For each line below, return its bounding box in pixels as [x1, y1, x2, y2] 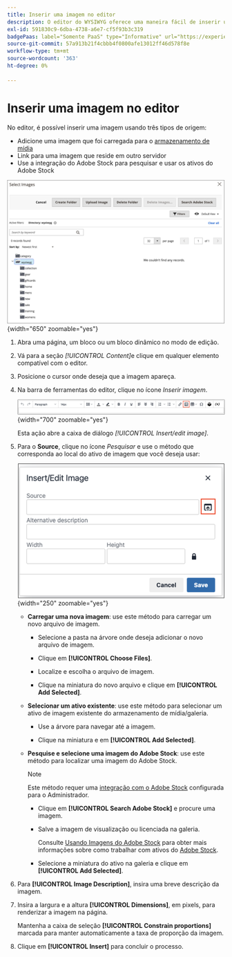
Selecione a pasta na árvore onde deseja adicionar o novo [37, 633, 204, 641]
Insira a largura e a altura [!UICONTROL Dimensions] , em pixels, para [17, 900, 215, 909]
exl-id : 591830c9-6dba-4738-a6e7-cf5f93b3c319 [7, 26, 144, 33]
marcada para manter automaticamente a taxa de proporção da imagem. [17, 929, 224, 937]
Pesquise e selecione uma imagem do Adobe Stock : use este [27, 749, 205, 758]
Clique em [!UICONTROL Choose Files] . [37, 654, 153, 662]
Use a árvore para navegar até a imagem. [37, 722, 156, 731]
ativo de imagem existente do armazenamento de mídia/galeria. [27, 708, 209, 717]
